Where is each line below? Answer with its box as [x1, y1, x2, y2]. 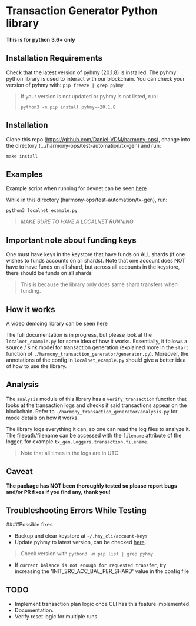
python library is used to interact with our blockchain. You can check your [6, 75, 185, 82]
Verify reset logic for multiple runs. [14, 613, 99, 620]
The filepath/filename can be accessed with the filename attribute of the [6, 432, 182, 439]
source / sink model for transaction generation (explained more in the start [6, 344, 189, 351]
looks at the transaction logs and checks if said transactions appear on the [6, 402, 187, 409]
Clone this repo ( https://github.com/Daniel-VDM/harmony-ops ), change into [6, 135, 190, 143]
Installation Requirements [6, 53, 103, 63]
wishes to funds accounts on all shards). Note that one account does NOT [6, 257, 185, 264]
